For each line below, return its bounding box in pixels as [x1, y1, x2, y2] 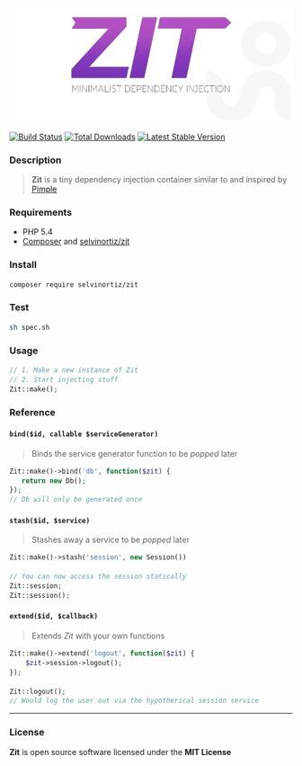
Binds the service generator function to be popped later [31, 448, 238, 459]
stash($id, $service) [9, 516, 91, 525]
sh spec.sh [9, 323, 50, 332]
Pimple [31, 183, 58, 195]
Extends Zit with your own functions [31, 630, 165, 641]
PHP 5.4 [22, 227, 54, 237]
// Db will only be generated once [9, 495, 143, 504]
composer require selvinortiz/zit [9, 280, 139, 289]
